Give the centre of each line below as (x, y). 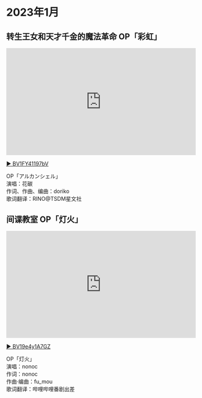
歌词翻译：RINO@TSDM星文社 (44, 198)
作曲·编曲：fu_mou (29, 381)
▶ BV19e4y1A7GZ (29, 346)
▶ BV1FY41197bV (28, 163)
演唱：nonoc (22, 366)
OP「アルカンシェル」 (34, 176)
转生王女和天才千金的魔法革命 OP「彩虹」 (84, 36)
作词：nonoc (22, 374)
